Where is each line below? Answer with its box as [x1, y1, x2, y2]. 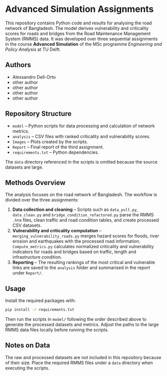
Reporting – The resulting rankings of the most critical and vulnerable [12, 260, 156, 266]
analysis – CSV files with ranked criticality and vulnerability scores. [12, 133, 151, 139]
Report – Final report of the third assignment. [12, 144, 104, 150]
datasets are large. [5, 164, 44, 170]
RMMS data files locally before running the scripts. [5, 327, 109, 333]
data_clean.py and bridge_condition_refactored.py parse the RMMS [12, 212, 154, 218]
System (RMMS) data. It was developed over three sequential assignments [5, 36, 158, 42]
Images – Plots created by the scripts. [12, 138, 88, 145]
